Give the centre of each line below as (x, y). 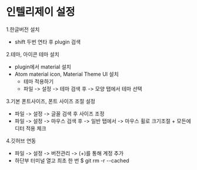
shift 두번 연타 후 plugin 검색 (48, 42)
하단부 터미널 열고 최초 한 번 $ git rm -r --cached (72, 160)
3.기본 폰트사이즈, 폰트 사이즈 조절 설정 (51, 101)
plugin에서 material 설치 (43, 67)
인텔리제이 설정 (41, 12)
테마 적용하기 (39, 81)
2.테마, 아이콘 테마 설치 (33, 54)
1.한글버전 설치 (23, 29)
